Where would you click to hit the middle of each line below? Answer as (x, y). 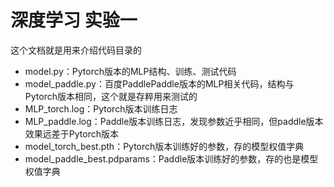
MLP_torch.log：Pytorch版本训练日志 (101, 108)
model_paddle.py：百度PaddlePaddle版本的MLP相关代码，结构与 (159, 83)
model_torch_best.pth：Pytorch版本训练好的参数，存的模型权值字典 (164, 146)
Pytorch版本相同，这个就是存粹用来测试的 (111, 96)
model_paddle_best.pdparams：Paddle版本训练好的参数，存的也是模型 (171, 158)
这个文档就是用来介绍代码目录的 (76, 50)
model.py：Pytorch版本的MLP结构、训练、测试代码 (130, 71)
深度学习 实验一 (74, 20)
